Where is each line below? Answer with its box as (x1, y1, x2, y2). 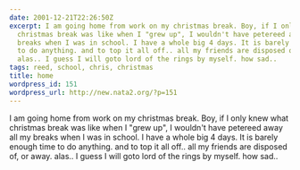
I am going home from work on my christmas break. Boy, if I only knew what (9, 113, 288, 123)
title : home (9, 72, 54, 81)
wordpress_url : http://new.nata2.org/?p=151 (9, 88, 178, 97)
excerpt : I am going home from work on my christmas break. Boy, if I (9, 21, 278, 30)
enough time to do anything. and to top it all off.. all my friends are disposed (9, 140, 287, 152)
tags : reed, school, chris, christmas (9, 64, 154, 72)
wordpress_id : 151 (9, 80, 78, 89)
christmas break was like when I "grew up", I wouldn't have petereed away (9, 122, 284, 132)
